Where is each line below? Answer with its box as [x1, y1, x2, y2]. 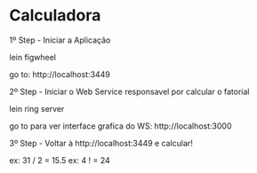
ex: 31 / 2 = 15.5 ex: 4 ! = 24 [9, 154, 111, 165]
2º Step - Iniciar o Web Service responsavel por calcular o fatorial [9, 86, 250, 97]
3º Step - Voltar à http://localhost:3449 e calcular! [9, 138, 193, 148]
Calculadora [9, 5, 101, 26]
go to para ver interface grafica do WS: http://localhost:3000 [9, 121, 232, 131]
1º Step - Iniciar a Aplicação [9, 35, 111, 45]
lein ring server [9, 103, 65, 114]
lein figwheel [9, 51, 56, 62]
